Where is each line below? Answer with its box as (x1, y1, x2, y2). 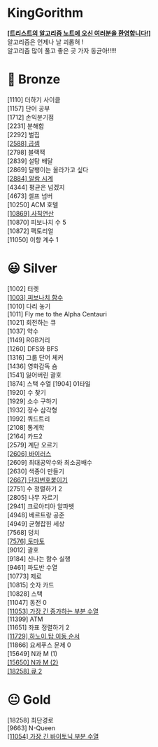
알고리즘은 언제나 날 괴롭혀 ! (7, 37, 84, 46)
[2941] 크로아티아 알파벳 (7, 502, 75, 510)
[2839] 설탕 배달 (7, 156, 54, 165)
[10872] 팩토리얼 (7, 226, 54, 235)
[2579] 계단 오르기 (7, 440, 58, 449)
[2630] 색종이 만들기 (7, 467, 65, 475)
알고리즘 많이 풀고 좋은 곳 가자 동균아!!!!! (7, 46, 117, 55)
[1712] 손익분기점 (7, 113, 55, 121)
